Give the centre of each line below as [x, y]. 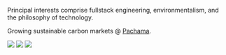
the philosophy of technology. [50, 17]
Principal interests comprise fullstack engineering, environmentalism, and [113, 10]
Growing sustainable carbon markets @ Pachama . [79, 31]
